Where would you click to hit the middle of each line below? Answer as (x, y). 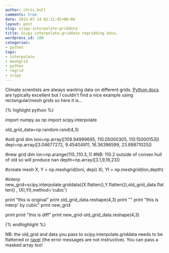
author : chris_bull (26, 10)
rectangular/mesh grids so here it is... (44, 100)
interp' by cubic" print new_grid (38, 205)
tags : (11, 52)
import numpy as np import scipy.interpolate (51, 120)
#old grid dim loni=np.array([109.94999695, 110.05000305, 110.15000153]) (82, 139)
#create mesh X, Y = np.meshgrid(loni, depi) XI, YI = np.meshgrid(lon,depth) (84, 170)
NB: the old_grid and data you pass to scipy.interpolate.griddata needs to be (84, 234)
